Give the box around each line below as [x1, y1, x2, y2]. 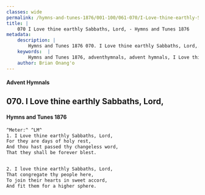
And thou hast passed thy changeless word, [6, 144, 119, 150]
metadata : [6, 32, 32, 38]
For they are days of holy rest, [6, 138, 92, 144]
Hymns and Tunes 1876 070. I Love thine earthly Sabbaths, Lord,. [28, 43, 201, 49]
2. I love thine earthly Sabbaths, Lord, [6, 166, 113, 172]
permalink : [6, 15, 34, 21]
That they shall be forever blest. [6, 150, 97, 156]
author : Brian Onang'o [17, 60, 75, 66]
